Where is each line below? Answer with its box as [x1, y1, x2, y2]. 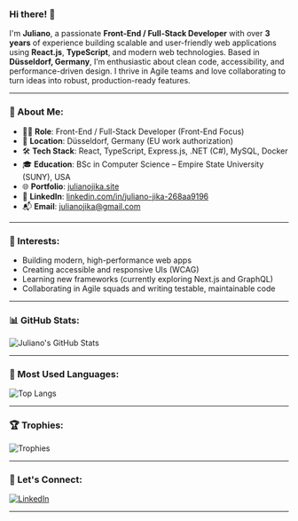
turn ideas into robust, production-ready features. [9, 75, 191, 86]
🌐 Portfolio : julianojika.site [21, 181, 120, 192]
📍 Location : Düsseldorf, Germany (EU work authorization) [21, 135, 233, 146]
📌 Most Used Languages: [9, 368, 120, 381]
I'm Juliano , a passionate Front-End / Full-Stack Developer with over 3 [9, 28, 271, 39]
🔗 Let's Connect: [9, 473, 82, 485]
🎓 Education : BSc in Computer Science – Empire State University [21, 159, 264, 170]
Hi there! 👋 [9, 8, 56, 20]
